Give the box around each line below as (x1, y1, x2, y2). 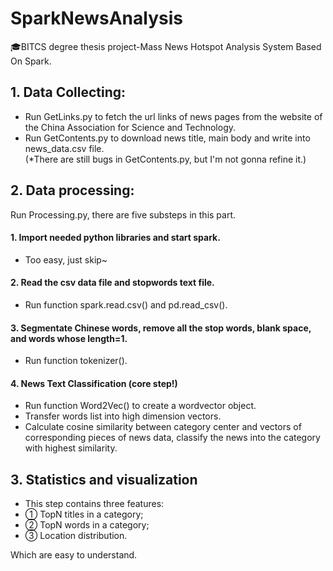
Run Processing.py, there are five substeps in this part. (10, 208, 237, 221)
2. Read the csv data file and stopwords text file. (10, 277, 215, 289)
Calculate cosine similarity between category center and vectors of (24, 421, 302, 433)
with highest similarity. (24, 442, 118, 454)
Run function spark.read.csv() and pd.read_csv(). (24, 298, 228, 311)
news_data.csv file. (24, 142, 105, 154)
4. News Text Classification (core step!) (10, 377, 178, 389)
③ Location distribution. (24, 530, 128, 542)
